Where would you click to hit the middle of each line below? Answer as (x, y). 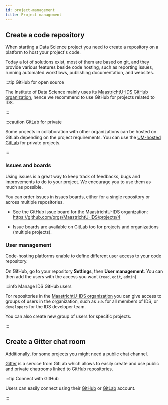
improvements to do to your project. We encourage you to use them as (78, 182)
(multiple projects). (32, 232)
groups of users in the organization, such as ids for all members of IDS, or (82, 301)
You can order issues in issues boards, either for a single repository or (78, 197)
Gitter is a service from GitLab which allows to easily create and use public (82, 363)
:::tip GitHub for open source (35, 82)
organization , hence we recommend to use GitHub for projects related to (80, 97)
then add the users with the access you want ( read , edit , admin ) (71, 276)
